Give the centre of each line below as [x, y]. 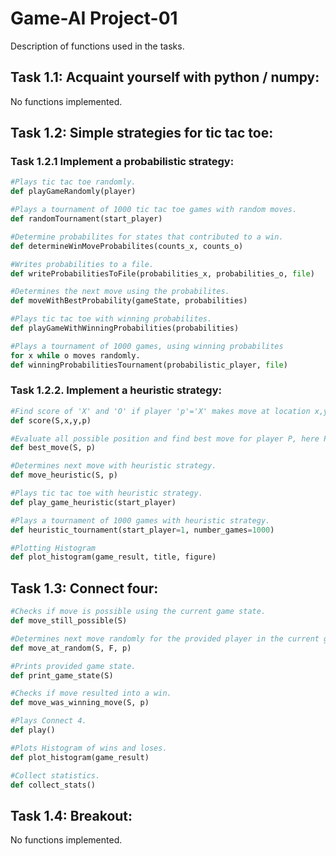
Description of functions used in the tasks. [97, 46]
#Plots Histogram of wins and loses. [89, 748]
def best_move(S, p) [53, 448]
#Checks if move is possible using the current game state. [138, 612]
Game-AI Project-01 [94, 18]
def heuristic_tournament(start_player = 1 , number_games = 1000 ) [142, 530]
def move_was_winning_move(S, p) [80, 703]
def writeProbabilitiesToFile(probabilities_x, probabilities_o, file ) [162, 273]
